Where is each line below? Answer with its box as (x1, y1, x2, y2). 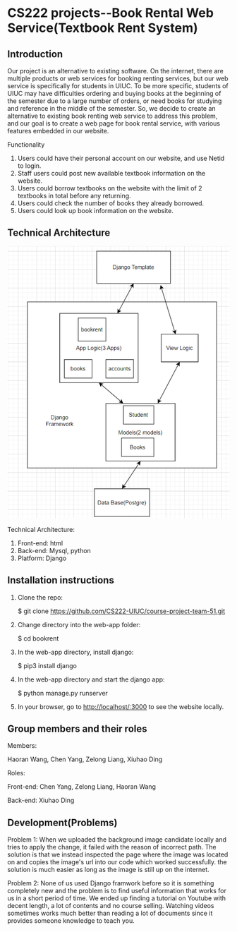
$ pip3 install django (17, 661, 78, 670)
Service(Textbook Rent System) (7, 20, 199, 36)
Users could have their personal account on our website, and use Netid (17, 154, 225, 162)
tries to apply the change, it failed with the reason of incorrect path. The (7, 843, 217, 852)
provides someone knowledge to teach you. (7, 916, 135, 925)
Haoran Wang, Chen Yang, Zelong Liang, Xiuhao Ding (7, 755, 163, 763)
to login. (17, 162, 42, 170)
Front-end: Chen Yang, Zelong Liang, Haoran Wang (7, 782, 157, 791)
